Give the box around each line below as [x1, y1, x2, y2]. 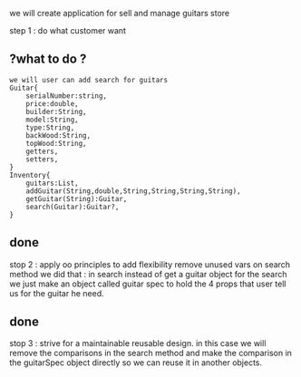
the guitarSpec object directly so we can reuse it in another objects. [9, 357, 263, 368]
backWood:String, [25, 130, 92, 140]
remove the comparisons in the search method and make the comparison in [9, 348, 293, 359]
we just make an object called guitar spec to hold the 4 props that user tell [9, 278, 286, 289]
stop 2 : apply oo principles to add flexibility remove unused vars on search [9, 258, 291, 270]
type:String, [25, 122, 75, 132]
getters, [25, 147, 59, 156]
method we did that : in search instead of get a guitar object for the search [9, 268, 287, 279]
